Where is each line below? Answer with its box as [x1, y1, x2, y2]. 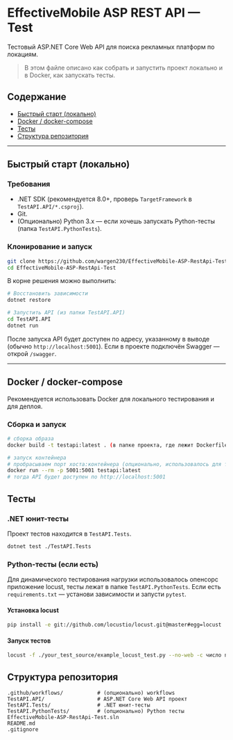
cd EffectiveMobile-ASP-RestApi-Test [7, 264, 116, 271]
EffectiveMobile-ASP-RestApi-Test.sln [7, 714, 119, 721]
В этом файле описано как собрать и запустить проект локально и [24, 63, 223, 72]
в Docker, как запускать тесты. [24, 71, 116, 79]
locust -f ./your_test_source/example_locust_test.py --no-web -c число [7, 652, 222, 659]
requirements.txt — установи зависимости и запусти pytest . [7, 590, 187, 599]
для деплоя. [7, 402, 43, 410]
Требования [7, 179, 51, 189]
